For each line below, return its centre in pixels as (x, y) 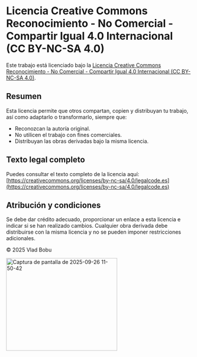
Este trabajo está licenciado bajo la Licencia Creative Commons (84, 65)
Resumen (24, 96)
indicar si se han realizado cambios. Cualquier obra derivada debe (87, 226)
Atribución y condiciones (54, 205)
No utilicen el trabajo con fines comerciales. (68, 135)
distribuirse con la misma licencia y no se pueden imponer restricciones (94, 232)
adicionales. (21, 238)
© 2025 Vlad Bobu (29, 250)
